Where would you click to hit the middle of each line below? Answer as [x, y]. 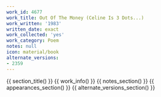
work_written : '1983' [34, 23]
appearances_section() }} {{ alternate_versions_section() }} [81, 87]
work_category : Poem [33, 41]
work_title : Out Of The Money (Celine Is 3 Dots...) [75, 18]
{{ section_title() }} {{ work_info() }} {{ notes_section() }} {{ [80, 81]
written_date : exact [33, 29]
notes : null [22, 47]
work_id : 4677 [25, 12]
